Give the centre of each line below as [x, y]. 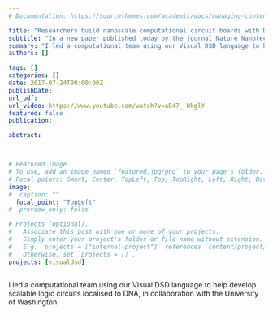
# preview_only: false [49, 209]
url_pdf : [23, 98]
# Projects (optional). [49, 224]
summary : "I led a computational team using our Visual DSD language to [134, 45]
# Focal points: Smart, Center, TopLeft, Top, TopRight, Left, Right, [130, 179]
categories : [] [34, 76]
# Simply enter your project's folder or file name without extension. [136, 239]
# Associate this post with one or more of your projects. [114, 232]
